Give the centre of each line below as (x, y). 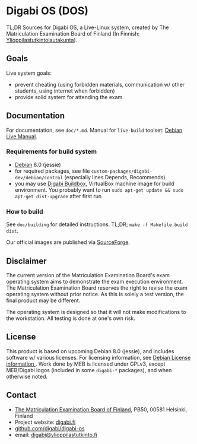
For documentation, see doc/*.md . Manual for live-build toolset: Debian (94, 130)
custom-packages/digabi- (122, 171)
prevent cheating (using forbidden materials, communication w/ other (100, 84)
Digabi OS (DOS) (47, 11)
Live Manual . (22, 136)
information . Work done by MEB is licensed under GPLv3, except (86, 364)
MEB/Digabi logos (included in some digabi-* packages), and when (89, 370)
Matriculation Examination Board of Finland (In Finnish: (73, 33)
